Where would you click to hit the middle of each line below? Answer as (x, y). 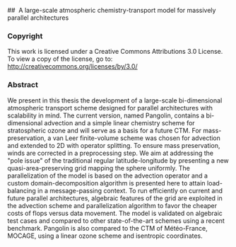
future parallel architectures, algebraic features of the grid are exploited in (115, 198)
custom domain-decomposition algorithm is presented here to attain (107, 183)
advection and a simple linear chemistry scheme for (120, 122)
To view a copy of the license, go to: (60, 59)
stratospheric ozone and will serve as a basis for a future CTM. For (105, 130)
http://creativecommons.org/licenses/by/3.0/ (72, 67)
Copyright (25, 36)
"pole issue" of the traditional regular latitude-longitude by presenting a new (118, 160)
